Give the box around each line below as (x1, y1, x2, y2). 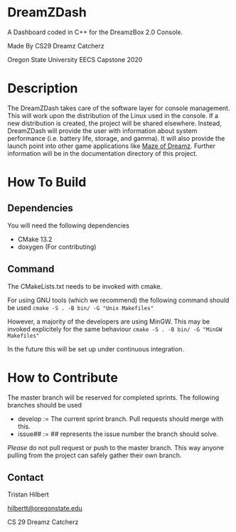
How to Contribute (7, 369, 119, 385)
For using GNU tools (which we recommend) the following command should (7, 296, 230, 304)
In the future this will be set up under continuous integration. (7, 344, 185, 353)
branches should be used (7, 400, 82, 409)
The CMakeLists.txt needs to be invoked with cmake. (7, 282, 163, 290)
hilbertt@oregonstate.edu (7, 504, 83, 513)
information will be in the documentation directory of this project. (7, 149, 198, 157)
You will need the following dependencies (7, 221, 130, 230)
